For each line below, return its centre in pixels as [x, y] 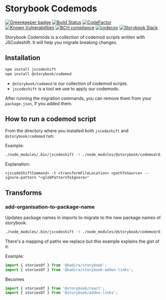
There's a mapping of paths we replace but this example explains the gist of [82, 241]
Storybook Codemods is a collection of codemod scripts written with [75, 37]
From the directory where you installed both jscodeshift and [67, 131]
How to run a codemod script [51, 119]
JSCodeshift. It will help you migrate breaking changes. [61, 42]
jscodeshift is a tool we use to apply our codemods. [66, 88]
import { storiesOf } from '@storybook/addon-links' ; [62, 293]
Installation [23, 58]
